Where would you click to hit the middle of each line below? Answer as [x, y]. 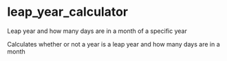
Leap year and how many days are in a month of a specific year [97, 31]
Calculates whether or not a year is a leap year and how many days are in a [113, 44]
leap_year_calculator [68, 12]
